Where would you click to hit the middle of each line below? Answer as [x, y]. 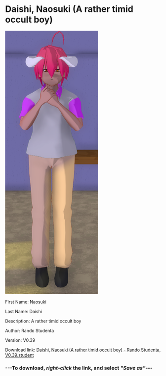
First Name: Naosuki [26, 302]
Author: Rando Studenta [30, 330]
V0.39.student [20, 355]
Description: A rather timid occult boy [43, 321]
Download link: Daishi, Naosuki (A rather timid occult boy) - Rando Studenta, [83, 350]
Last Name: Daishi [23, 311]
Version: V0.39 [20, 340]
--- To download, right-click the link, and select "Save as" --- [79, 368]
